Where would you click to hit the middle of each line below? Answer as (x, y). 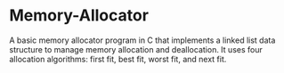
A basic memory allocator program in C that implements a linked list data (142, 40)
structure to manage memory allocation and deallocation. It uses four (136, 49)
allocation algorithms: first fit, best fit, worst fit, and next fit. (118, 59)
